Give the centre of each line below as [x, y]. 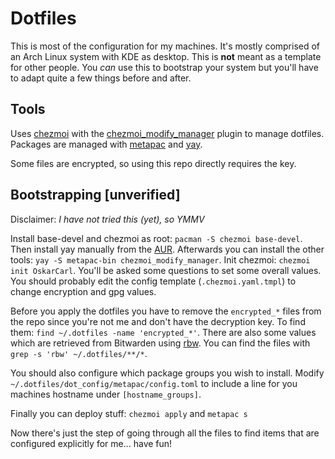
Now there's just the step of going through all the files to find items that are [165, 433]
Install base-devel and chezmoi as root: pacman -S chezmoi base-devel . [156, 238]
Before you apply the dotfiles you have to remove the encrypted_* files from [166, 311]
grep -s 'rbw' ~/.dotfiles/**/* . [79, 353]
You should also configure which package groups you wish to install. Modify [167, 373]
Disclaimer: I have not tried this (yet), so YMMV [107, 219]
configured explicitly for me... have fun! [91, 443]
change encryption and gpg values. [83, 291]
